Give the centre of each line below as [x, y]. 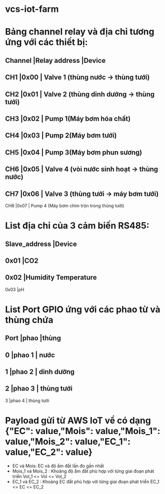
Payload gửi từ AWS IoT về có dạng [78, 420]
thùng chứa [29, 320]
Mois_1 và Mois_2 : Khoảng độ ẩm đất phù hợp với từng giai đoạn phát [83, 471]
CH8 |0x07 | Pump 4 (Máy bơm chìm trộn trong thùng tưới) [65, 205]
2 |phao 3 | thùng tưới [39, 389]
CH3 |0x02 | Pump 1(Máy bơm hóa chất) [68, 119]
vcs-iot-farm [32, 9]
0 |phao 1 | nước [30, 355]
